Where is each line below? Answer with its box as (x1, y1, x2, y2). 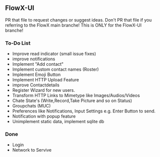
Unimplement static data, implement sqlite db (12, 119, 104, 125)
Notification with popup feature (12, 113, 76, 119)
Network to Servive (12, 147, 52, 153)
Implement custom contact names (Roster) (12, 66, 99, 73)
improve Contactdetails (12, 82, 60, 88)
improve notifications (12, 56, 56, 62)
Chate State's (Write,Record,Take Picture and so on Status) (12, 98, 132, 104)
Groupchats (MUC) (12, 103, 51, 109)
